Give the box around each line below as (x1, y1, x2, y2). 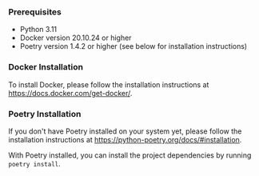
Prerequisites (8, 6, 62, 18)
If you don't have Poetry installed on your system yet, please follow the (8, 126, 242, 136)
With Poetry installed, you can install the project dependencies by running (8, 150, 252, 160)
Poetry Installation (8, 108, 82, 119)
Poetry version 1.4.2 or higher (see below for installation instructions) (19, 42, 248, 51)
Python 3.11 (19, 25, 58, 34)
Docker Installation (8, 62, 84, 73)
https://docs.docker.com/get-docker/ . (8, 88, 133, 98)
